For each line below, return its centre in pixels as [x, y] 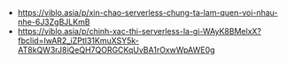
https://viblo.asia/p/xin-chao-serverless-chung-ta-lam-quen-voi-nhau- [147, 13]
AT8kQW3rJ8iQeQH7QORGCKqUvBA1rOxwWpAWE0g [116, 50]
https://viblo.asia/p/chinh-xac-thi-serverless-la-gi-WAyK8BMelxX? [139, 31]
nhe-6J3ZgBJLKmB [54, 22]
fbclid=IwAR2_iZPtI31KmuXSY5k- [78, 40]
